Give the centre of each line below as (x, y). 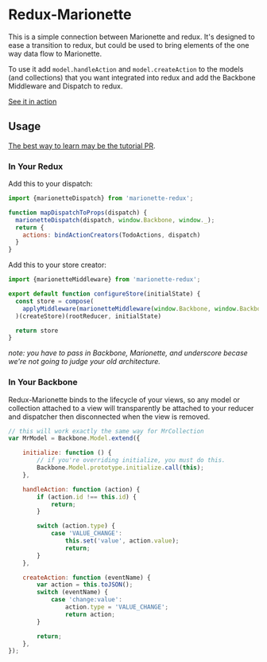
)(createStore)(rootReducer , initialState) (88, 316)
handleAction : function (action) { (81, 489)
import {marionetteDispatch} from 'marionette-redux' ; (101, 198)
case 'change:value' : (87, 600)
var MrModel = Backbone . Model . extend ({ (74, 439)
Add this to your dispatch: (50, 184)
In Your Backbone (43, 382)
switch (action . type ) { (76, 526)
